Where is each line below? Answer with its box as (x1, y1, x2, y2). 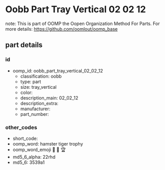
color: (20, 89, 33, 95)
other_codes (5, 124, 37, 131)
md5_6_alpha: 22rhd (12, 154, 56, 160)
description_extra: (20, 100, 59, 106)
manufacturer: (20, 106, 51, 112)
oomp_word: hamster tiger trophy (12, 140, 83, 147)
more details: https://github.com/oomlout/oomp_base (5, 26, 118, 32)
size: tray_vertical (20, 84, 57, 90)
